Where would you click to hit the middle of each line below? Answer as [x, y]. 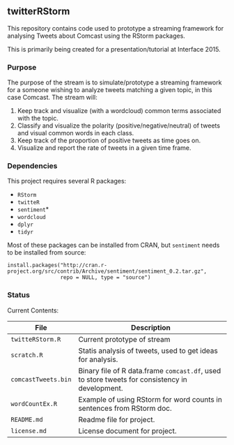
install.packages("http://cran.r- [57, 265]
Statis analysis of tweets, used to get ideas [148, 350]
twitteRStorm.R [36, 339]
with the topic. [38, 119]
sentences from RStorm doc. [125, 408]
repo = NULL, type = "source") [106, 278]
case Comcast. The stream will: [52, 98]
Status [18, 295]
